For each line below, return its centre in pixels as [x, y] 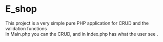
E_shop [21, 9]
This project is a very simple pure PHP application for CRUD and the [77, 23]
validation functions [26, 28]
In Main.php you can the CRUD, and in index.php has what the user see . [82, 34]
